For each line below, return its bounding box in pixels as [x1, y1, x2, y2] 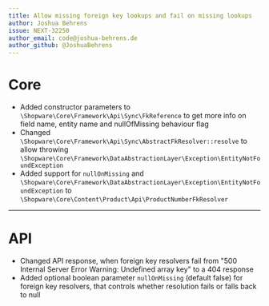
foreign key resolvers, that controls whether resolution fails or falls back [19, 281, 257, 291]
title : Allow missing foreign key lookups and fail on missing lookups [8, 11, 252, 20]
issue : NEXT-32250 [8, 26, 70, 34]
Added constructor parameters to [19, 102, 130, 112]
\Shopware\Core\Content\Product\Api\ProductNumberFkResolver [19, 196, 229, 204]
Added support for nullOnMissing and [19, 169, 144, 178]
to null [19, 290, 41, 300]
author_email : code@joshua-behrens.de [8, 34, 138, 42]
